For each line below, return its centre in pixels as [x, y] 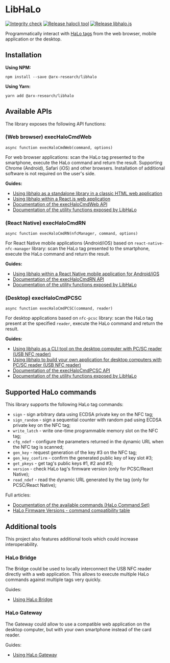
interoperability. [22, 545]
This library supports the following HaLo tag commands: [64, 405]
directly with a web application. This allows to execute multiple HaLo [77, 574]
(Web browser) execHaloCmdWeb [48, 137]
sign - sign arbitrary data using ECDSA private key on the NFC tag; [83, 415]
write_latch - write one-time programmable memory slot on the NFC [85, 431]
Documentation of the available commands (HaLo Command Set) [81, 505]
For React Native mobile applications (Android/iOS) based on [69, 243]
